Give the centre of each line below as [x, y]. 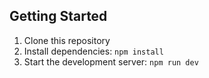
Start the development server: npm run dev [111, 61]
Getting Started [58, 16]
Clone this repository [67, 40]
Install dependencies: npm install [93, 51]
